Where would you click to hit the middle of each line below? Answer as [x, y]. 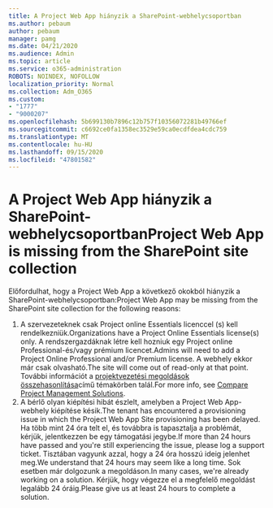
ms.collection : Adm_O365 [50, 91]
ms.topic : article [39, 62]
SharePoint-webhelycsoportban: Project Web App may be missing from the [133, 300]
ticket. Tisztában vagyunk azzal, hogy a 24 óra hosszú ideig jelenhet [135, 454]
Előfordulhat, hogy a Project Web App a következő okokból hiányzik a [125, 291]
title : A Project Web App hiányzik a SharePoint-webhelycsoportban [125, 16]
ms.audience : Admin [41, 54]
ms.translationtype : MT [49, 137]
